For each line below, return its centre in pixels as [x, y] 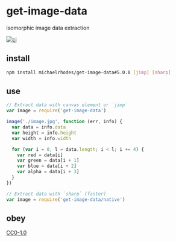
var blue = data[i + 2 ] [47, 166]
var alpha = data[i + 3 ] [48, 172]
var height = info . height [44, 133]
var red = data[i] [40, 155]
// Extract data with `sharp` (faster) [56, 194]
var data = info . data [39, 127]
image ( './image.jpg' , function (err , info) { [64, 122]
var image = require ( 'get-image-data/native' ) [66, 199]
